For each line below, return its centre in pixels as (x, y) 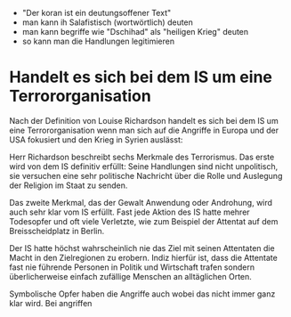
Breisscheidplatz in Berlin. (57, 231)
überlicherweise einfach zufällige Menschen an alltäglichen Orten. (130, 276)
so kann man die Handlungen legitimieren (98, 41)
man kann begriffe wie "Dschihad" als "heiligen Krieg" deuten (135, 32)
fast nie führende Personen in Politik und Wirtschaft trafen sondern (132, 267)
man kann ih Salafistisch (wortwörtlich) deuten (108, 22)
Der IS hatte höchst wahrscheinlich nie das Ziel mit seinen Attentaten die (142, 248)
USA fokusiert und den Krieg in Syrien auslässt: (96, 139)
